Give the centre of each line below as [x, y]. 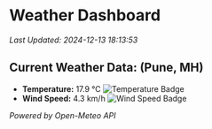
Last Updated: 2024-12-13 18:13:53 [74, 40]
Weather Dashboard [85, 15]
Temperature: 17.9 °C [61, 88]
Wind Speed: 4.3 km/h [64, 98]
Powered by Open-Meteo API [63, 115]
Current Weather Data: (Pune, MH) [106, 68]
